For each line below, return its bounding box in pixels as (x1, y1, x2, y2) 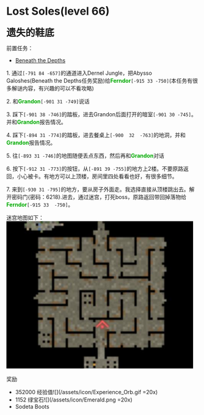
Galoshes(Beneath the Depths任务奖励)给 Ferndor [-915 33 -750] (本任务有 (6, 77, 193, 84)
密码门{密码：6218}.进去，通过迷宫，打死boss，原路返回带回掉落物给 (11, 193, 187, 200)
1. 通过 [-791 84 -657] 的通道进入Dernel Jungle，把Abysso (6, 69, 153, 77)
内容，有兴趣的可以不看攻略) (22, 84, 95, 92)
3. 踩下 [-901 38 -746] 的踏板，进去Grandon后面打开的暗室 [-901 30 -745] (6, 110, 191, 118)
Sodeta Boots (15, 403, 50, 410)
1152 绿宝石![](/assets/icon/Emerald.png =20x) (15, 396, 133, 403)
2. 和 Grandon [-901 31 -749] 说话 (6, 97, 90, 105)
